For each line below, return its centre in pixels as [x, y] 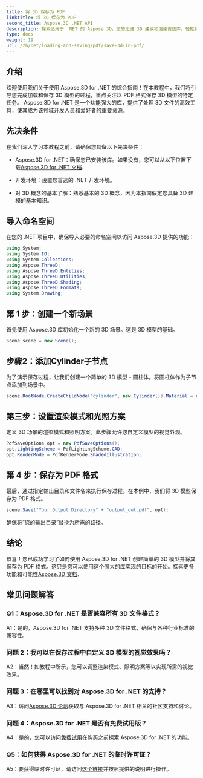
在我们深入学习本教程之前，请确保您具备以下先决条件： [75, 146]
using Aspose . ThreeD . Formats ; [44, 288]
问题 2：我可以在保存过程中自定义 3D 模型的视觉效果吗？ [89, 653]
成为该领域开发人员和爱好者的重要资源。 [77, 110]
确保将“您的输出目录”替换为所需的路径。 [56, 522]
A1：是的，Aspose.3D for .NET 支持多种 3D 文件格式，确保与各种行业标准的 [100, 628]
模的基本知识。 [34, 200]
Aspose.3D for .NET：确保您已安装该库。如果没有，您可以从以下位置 [101, 159]
